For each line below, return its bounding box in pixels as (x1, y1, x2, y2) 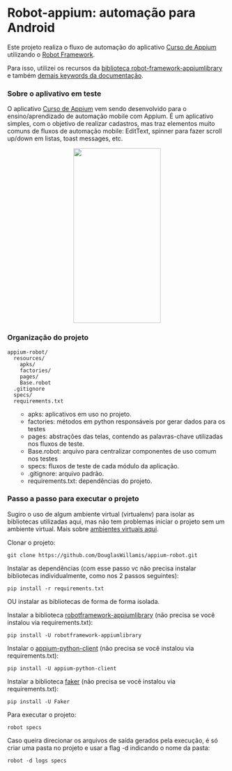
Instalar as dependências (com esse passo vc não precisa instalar (7, 564, 196, 572)
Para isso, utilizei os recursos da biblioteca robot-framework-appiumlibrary (7, 64, 223, 72)
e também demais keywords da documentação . (7, 71, 144, 80)
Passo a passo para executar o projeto (7, 494, 139, 504)
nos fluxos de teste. (27, 439, 85, 448)
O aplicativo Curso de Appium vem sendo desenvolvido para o (7, 105, 187, 113)
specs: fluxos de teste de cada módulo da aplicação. (27, 461, 180, 470)
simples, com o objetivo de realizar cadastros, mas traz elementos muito (7, 120, 215, 128)
